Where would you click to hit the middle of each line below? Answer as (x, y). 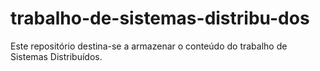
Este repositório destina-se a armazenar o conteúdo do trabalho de (149, 46)
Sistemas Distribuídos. (56, 56)
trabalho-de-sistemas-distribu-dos (160, 18)
